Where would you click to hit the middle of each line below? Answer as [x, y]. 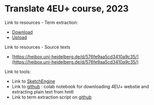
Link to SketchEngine [34, 81]
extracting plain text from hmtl [43, 92]
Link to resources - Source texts [38, 47]
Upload [19, 37]
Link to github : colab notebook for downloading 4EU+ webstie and [80, 86]
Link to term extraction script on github [52, 97]
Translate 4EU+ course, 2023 [67, 9]
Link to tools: [18, 71]
